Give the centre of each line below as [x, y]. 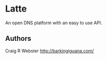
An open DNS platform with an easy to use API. [54, 23]
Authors [18, 39]
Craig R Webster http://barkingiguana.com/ [49, 50]
